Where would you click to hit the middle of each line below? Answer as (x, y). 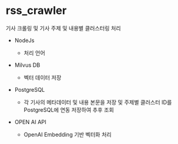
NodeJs (24, 40)
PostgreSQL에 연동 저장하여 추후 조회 (69, 109)
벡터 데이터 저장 (42, 77)
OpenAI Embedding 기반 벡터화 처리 (68, 134)
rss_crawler (36, 11)
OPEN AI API (30, 122)
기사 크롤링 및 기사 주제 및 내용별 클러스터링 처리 (63, 28)
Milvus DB (27, 65)
